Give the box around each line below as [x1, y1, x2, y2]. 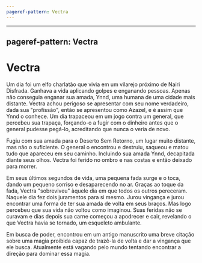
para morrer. [6, 162, 37, 170]
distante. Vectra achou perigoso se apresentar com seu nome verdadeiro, [6, 100, 189, 107]
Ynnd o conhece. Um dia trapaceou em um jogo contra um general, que [6, 113, 185, 120]
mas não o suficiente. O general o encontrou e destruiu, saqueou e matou [6, 143, 189, 150]
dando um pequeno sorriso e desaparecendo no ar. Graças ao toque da [6, 181, 184, 188]
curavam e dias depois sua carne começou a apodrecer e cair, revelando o [6, 212, 192, 220]
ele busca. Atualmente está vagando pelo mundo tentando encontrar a [6, 243, 182, 250]
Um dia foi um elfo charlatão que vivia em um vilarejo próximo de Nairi [6, 81, 180, 88]
